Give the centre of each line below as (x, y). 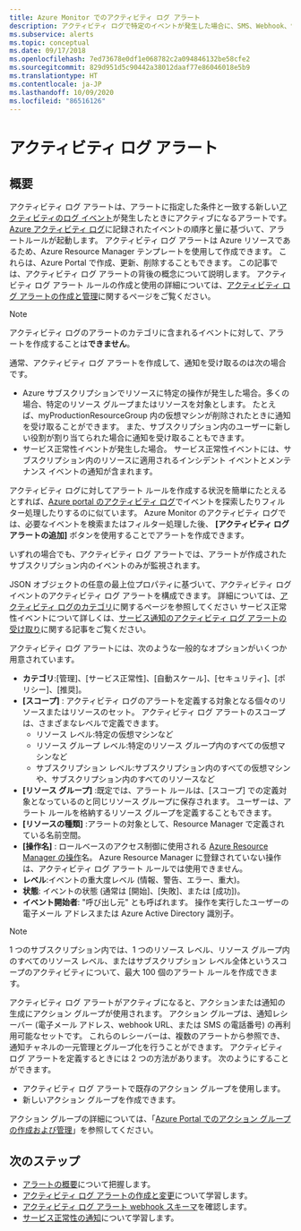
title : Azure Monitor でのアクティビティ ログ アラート (105, 17)
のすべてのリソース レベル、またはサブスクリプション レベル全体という (140, 961)
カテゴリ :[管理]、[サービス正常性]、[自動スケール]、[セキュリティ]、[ (150, 679)
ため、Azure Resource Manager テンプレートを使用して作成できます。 (147, 252)
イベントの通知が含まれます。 (103, 472)
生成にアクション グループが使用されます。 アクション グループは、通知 (141, 1013)
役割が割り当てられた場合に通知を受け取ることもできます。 (139, 438)
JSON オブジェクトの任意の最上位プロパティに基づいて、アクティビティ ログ (150, 585)
